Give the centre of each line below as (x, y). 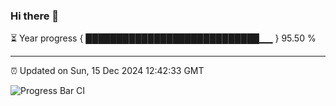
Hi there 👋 (35, 16)
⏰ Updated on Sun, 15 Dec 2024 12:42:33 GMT (107, 71)
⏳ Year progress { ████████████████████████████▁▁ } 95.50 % (163, 38)
